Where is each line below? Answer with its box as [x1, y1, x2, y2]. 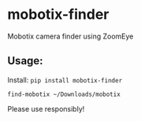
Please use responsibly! [7, 104, 85, 113]
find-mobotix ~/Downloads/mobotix [7, 90, 121, 98]
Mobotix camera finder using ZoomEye [7, 31, 134, 41]
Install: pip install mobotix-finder [7, 75, 123, 84]
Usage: [7, 54, 44, 68]
